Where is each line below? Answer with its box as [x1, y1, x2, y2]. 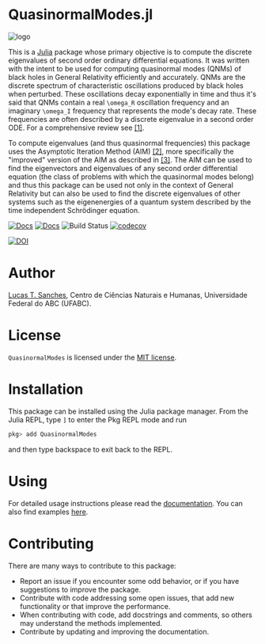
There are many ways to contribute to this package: [8, 561, 176, 570]
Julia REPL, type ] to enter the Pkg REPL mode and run [8, 414, 187, 425]
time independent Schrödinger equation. [8, 205, 140, 215]
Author [8, 264, 55, 282]
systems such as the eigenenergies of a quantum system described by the [8, 196, 252, 207]
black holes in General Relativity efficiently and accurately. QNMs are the [8, 72, 246, 82]
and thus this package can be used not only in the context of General [8, 180, 233, 189]
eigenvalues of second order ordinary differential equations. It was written [8, 55, 250, 65]
